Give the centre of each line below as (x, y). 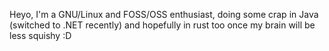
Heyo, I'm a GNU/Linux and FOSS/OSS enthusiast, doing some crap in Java (164, 14)
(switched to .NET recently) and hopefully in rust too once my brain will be (162, 25)
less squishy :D (40, 35)
